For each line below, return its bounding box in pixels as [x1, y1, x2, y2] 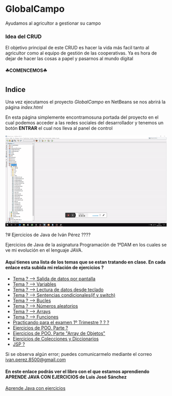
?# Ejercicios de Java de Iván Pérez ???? [5, 232, 91, 238]
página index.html [5, 104, 43, 110]
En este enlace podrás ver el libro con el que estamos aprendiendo [5, 368, 149, 374]
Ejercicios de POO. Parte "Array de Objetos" [12, 330, 106, 336]
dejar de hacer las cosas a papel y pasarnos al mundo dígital [5, 55, 134, 62]
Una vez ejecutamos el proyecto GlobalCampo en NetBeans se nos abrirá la [5, 99, 166, 105]
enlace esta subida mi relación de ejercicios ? [5, 264, 104, 270]
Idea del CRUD [5, 33, 42, 40]
